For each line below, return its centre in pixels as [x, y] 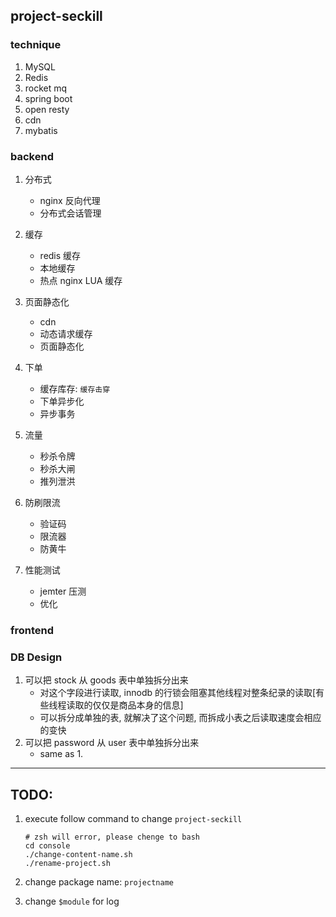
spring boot [48, 98]
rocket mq [46, 88]
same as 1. [61, 754]
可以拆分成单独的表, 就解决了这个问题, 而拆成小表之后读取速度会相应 [180, 718]
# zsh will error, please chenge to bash [112, 837]
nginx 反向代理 [70, 200]
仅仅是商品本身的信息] [138, 705]
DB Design [36, 657]
